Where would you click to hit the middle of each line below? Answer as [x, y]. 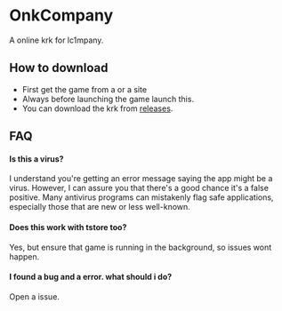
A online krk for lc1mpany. [56, 40]
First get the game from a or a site [85, 89]
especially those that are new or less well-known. [100, 207]
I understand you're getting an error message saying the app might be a [141, 179]
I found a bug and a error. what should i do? [91, 277]
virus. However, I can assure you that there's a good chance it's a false [139, 188]
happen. [24, 256]
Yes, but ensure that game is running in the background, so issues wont [141, 247]
